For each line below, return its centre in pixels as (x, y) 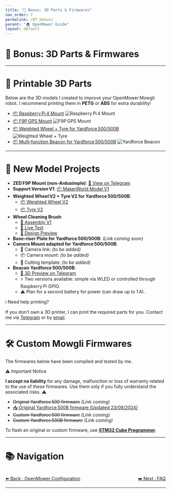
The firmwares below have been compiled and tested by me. (69, 361)
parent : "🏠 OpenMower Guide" (37, 24)
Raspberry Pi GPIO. (40, 286)
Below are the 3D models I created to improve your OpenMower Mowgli (80, 98)
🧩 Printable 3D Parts (49, 84)
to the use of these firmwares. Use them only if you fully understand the (81, 386)
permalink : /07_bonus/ (29, 19)
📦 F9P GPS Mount (32, 121)
